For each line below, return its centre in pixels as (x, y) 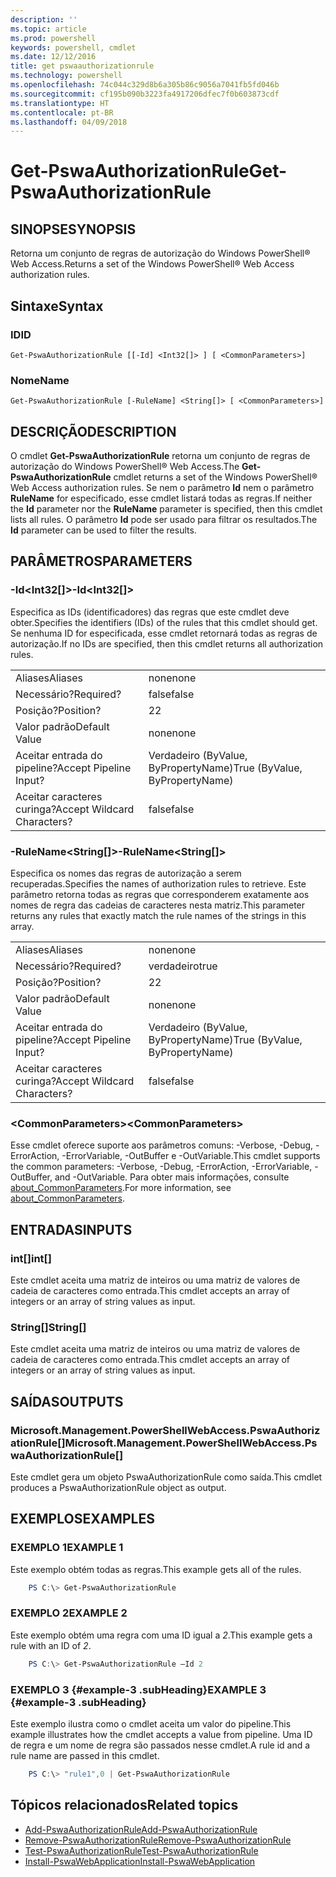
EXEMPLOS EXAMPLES (82, 1519)
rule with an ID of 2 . (51, 1645)
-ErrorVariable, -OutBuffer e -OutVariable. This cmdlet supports (191, 1156)
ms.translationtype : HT (60, 103)
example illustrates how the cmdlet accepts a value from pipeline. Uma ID (161, 1735)
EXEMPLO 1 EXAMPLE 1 (67, 1548)
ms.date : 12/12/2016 (53, 57)
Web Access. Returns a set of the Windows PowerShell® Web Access (152, 264)
